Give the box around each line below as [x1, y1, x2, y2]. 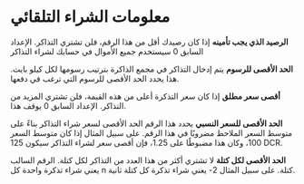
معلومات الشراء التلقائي [10, 6, 171, 27]
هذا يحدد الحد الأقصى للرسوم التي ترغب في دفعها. [10, 73, 180, 83]
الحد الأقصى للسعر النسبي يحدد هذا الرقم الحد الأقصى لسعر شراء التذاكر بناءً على [10, 118, 283, 129]
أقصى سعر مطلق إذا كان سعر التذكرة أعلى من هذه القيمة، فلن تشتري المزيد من [10, 91, 280, 102]
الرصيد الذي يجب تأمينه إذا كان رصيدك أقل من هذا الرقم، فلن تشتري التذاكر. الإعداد [10, 36, 289, 47]
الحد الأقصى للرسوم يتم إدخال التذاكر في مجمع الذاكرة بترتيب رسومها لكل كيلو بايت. [10, 63, 294, 74]
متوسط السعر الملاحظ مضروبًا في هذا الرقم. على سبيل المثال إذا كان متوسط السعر [10, 127, 293, 138]
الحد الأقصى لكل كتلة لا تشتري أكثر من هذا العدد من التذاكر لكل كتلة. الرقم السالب [10, 154, 287, 165]
